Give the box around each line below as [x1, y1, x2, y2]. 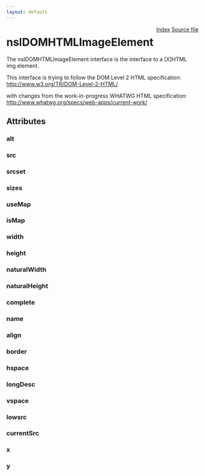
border [6, 347, 27, 356]
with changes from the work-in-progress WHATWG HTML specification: [6, 92, 187, 99]
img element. [6, 62, 40, 69]
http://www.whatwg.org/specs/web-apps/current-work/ [6, 98, 148, 106]
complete [6, 298, 35, 307]
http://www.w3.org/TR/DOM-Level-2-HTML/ [6, 80, 118, 87]
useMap [6, 200, 32, 208]
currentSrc [6, 429, 40, 438]
